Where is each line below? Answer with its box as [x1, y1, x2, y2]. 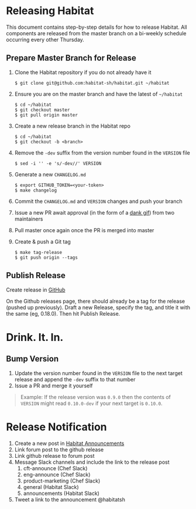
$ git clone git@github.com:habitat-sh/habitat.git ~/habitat [14, 80, 170, 86]
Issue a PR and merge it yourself [14, 382, 93, 389]
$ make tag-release [14, 249, 63, 255]
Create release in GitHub [6, 286, 66, 293]
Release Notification [6, 420, 107, 433]
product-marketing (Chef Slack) [23, 477, 101, 484]
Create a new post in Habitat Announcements [14, 440, 125, 447]
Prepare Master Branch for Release [6, 53, 136, 63]
